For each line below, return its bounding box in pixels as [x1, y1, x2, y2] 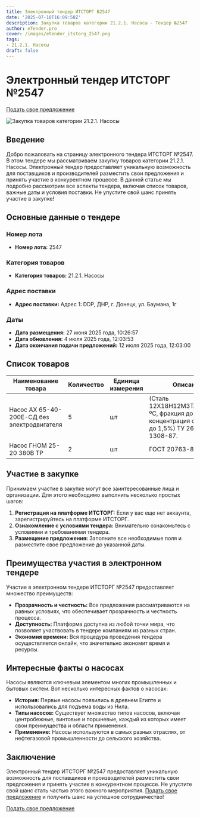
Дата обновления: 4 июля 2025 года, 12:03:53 [14, 336, 134, 343]
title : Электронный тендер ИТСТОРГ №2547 [6, 8, 111, 15]
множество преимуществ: [6, 589, 73, 597]
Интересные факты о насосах [6, 663, 124, 673]
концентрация [149, 416, 190, 425]
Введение [6, 135, 45, 145]
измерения [110, 384, 144, 392]
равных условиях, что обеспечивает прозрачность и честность [14, 607, 177, 615]
